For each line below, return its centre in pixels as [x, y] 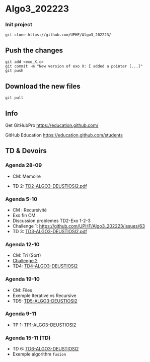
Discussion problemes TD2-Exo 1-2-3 [51, 221]
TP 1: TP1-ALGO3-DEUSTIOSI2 [44, 325]
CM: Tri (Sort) [27, 255]
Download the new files [43, 86]
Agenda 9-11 [21, 314]
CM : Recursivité [29, 210]
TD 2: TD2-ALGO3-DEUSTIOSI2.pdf [50, 186]
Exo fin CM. [24, 215]
